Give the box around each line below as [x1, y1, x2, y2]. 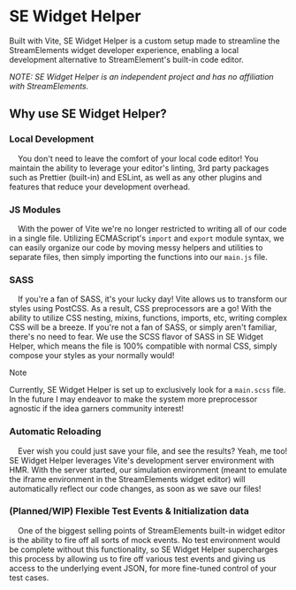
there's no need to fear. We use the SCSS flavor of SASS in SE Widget [9, 332, 263, 342]
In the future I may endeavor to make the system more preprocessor [9, 394, 258, 404]
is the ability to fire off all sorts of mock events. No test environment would [9, 534, 281, 545]
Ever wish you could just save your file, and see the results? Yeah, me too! [17, 445, 288, 456]
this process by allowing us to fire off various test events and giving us [9, 553, 267, 563]
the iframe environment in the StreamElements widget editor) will [9, 473, 246, 484]
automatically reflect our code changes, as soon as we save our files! [9, 483, 262, 494]
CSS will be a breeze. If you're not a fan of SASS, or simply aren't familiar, [9, 322, 277, 333]
